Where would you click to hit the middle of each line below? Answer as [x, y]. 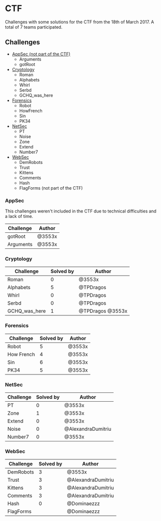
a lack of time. [19, 216]
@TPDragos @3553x [103, 311]
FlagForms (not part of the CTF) [51, 188]
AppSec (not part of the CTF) [41, 54]
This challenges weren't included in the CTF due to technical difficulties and [81, 211]
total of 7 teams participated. [34, 27]
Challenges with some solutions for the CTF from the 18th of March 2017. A [80, 22]
